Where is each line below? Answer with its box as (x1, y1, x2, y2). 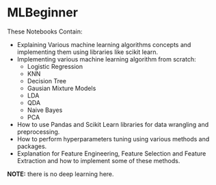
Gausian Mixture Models (27, 84, 96, 92)
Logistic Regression (27, 62, 83, 70)
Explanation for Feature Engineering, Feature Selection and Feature (16, 149, 206, 158)
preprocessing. (16, 128, 60, 136)
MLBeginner (7, 5, 79, 20)
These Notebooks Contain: (7, 27, 83, 35)
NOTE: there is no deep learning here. (7, 169, 114, 178)
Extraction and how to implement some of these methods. (16, 156, 180, 165)
